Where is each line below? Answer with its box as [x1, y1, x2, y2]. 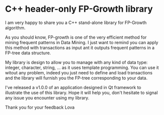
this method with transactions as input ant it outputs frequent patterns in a [5, 45, 155, 50]
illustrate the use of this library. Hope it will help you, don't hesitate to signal [5, 90, 158, 95]
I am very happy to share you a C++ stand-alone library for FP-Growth [5, 20, 147, 25]
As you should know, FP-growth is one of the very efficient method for [5, 34, 147, 40]
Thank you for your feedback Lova [5, 104, 75, 110]
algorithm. [5, 24, 26, 30]
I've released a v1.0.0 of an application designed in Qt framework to [5, 84, 141, 90]
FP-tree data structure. [5, 50, 51, 56]
